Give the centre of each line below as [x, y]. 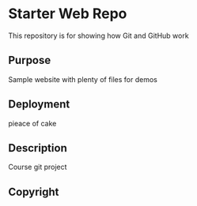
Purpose [30, 60]
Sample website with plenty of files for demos [83, 79]
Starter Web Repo [68, 14]
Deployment [39, 105]
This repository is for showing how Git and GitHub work [98, 36]
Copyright [34, 191]
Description [38, 148]
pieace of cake [32, 123]
